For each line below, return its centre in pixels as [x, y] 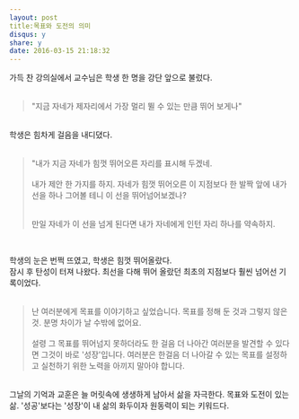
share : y [26, 43]
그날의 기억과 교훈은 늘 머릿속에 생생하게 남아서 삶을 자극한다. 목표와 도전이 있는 [149, 395]
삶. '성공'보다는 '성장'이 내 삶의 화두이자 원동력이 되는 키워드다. [119, 406]
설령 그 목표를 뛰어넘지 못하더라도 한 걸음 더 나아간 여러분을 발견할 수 [152, 344]
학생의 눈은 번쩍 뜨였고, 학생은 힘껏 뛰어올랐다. [91, 260]
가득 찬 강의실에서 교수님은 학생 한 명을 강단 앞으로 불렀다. [111, 78]
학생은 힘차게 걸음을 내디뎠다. [61, 135]
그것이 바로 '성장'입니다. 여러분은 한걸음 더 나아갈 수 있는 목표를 [152, 354]
